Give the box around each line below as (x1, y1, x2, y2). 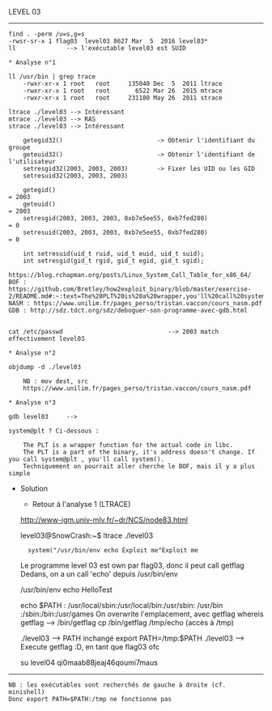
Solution (19, 483, 49, 493)
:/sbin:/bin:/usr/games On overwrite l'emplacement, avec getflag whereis (19, 609, 264, 619)
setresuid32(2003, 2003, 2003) (23, 172, 129, 180)
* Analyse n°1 (8, 58, 57, 66)
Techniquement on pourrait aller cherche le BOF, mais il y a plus (23, 462, 255, 470)
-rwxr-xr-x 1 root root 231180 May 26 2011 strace (23, 94, 223, 102)
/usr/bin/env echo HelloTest (19, 585, 113, 594)
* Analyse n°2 (8, 349, 57, 357)
